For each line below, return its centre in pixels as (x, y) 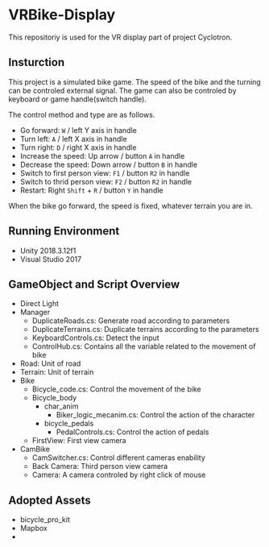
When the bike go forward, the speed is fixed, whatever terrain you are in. (130, 205)
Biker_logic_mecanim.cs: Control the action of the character (155, 415)
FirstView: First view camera (79, 441)
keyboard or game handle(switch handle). (78, 99)
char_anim (61, 406)
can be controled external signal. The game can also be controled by (122, 90)
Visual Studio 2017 (51, 259)
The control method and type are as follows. (82, 114)
